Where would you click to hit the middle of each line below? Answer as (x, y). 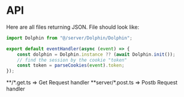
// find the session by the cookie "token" (72, 60)
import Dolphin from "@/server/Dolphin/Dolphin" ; (70, 38)
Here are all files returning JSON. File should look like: (73, 27)
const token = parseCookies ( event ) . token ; (71, 66)
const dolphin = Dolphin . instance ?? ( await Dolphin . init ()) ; (96, 54)
